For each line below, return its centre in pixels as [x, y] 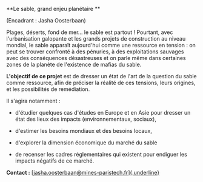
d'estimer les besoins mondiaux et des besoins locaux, [84, 131]
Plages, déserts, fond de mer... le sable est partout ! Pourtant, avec [90, 32]
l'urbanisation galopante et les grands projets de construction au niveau [96, 39]
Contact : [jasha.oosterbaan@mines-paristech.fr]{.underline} [83, 173]
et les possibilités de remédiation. [48, 89]
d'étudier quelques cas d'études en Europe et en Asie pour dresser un [103, 113]
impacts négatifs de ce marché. [55, 161]
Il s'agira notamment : [33, 101]
